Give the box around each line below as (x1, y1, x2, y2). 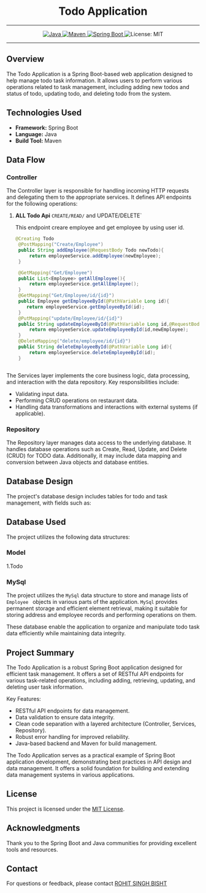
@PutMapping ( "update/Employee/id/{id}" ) (18, 315, 123, 322)
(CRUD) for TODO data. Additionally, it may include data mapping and (6, 452, 182, 459)
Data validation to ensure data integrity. (15, 713, 115, 721)
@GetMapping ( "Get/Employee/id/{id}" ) (18, 293, 115, 299)
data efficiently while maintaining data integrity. (6, 630, 126, 637)
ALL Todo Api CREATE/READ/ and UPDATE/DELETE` (15, 212, 142, 219)
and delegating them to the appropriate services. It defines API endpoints (6, 193, 192, 201)
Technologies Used (6, 107, 82, 118)
